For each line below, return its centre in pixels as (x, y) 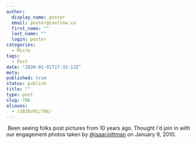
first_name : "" (30, 28)
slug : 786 (19, 100)
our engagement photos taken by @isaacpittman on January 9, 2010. (91, 134)
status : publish (26, 84)
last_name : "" (29, 34)
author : (16, 12)
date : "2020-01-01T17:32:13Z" (44, 67)
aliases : (17, 106)
